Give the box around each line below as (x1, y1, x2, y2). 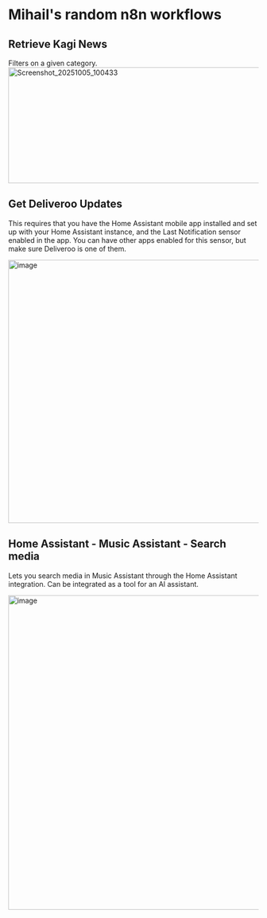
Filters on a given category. (8, 58, 98, 68)
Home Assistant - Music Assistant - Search (8, 537, 226, 551)
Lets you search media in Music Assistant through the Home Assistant (8, 571, 238, 580)
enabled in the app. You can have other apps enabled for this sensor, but (8, 235, 246, 244)
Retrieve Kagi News (8, 37, 107, 51)
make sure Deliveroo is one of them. (8, 244, 127, 253)
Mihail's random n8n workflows (8, 6, 222, 24)
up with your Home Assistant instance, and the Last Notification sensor (8, 227, 241, 236)
